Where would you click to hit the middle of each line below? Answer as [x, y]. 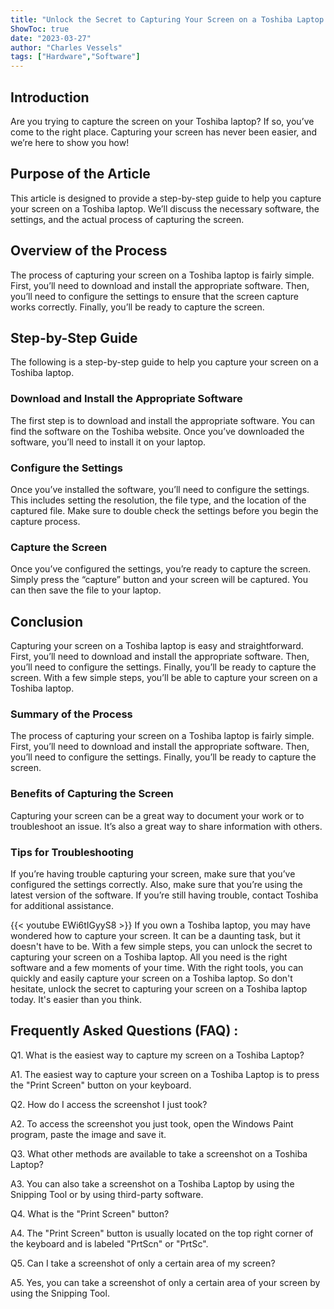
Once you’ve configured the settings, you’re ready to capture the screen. [161, 569]
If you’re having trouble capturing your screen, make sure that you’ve [153, 873]
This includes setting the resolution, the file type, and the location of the [158, 500]
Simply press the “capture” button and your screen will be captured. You [159, 580]
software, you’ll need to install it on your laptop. [108, 442]
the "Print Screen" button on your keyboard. [101, 1085]
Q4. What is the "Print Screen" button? [90, 1213]
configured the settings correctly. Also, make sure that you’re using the [156, 884]
